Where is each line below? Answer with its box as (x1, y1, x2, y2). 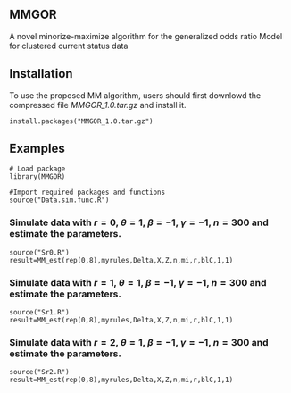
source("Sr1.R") (9, 308, 70, 317)
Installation (9, 66, 73, 81)
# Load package (9, 164, 66, 173)
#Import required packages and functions (9, 188, 166, 197)
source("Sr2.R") (9, 368, 70, 377)
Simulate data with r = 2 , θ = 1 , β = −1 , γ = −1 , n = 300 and (9, 336, 269, 348)
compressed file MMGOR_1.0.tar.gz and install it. (9, 99, 187, 110)
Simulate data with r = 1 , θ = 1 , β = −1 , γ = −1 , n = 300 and (9, 276, 267, 288)
